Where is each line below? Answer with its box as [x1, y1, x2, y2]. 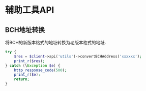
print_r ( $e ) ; [14, 72, 41, 77]
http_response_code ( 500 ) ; [14, 67, 67, 73]
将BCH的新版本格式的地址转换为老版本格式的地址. [5, 40, 106, 45]
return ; [14, 77, 29, 82]
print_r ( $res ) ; [14, 59, 45, 63]
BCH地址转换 [5, 26, 45, 34]
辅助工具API [5, 4, 54, 16]
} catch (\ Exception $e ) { [5, 63, 60, 68]
